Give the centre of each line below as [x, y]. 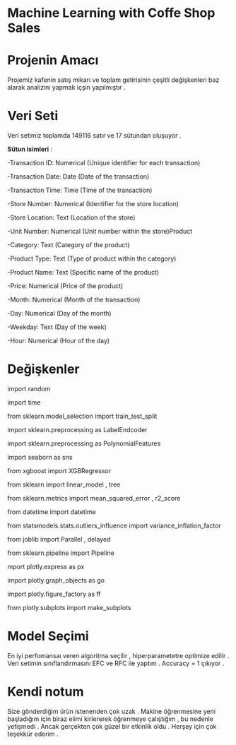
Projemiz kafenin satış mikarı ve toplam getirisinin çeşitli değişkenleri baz [113, 80]
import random [29, 389]
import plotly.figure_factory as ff [54, 594]
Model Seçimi [48, 636]
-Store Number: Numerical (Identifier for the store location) [93, 204]
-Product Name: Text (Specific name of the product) [83, 273]
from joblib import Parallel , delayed [59, 539]
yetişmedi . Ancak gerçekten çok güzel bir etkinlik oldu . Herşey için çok [112, 726]
